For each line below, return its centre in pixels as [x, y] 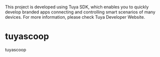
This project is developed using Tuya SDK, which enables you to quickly [77, 7]
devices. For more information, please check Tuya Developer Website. [75, 17]
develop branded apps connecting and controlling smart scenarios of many [80, 12]
